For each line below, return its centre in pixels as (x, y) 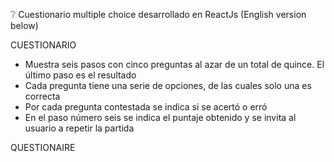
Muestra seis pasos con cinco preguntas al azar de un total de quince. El (174, 64)
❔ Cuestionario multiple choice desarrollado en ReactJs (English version (158, 14)
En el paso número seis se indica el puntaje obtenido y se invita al (160, 117)
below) (24, 25)
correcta (42, 96)
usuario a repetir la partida (79, 128)
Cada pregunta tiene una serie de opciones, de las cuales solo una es (168, 85)
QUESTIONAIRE (43, 147)
